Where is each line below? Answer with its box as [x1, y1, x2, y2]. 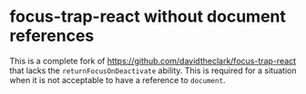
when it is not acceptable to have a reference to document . [9, 74, 226, 85]
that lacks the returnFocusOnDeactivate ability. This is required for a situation [9, 65, 297, 76]
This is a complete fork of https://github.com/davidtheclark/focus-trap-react [9, 55, 297, 66]
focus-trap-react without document [9, 6, 287, 27]
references [9, 25, 95, 46]
